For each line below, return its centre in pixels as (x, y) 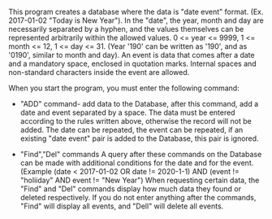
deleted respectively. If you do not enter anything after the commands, (138, 197)
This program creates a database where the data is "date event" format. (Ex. (136, 12)
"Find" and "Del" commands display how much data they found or (131, 189)
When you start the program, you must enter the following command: (124, 88)
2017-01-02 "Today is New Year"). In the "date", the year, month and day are (136, 20)
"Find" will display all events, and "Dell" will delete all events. (122, 206)
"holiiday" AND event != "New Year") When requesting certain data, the (140, 180)
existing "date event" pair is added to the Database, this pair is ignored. (139, 138)
